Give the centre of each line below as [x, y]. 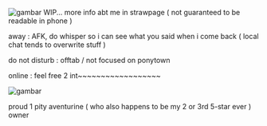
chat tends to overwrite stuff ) [57, 45]
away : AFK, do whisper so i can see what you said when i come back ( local [133, 36]
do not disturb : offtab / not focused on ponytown [89, 60]
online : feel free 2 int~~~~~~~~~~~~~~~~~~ [84, 75]
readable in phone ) [41, 21]
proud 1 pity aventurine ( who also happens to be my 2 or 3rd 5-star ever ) [130, 106]
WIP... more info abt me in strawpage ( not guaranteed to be [142, 12]
